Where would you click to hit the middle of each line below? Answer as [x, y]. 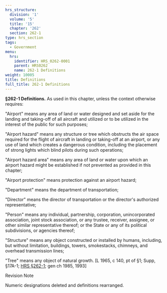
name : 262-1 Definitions [40, 71]
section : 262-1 [25, 33]
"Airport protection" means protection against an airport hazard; [71, 180]
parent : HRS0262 [31, 66]
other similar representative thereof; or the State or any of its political [76, 225]
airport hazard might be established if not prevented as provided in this [78, 165]
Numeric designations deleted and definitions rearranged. [65, 285]
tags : [11, 43]
